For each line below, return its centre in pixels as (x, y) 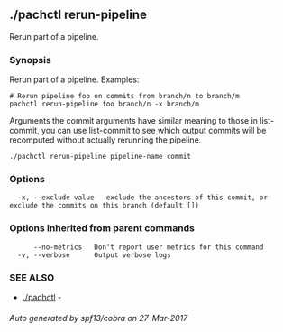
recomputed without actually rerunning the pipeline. (105, 140)
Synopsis (30, 60)
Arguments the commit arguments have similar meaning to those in (134, 121)
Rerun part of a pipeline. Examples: (74, 79)
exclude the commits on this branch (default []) (105, 206)
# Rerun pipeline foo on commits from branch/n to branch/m (125, 97)
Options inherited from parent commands (102, 228)
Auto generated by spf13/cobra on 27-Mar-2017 (99, 318)
